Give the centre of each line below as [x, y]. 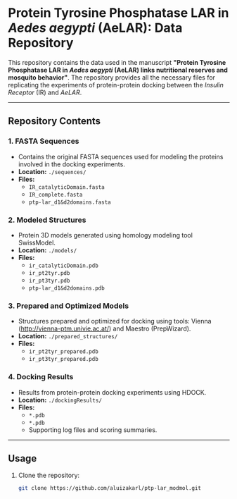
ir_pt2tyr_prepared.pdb [64, 352]
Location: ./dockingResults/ [60, 400]
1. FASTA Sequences [44, 141]
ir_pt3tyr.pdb [49, 281]
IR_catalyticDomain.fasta [66, 187]
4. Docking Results [41, 377]
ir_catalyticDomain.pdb [64, 266]
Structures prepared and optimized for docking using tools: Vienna [115, 321]
